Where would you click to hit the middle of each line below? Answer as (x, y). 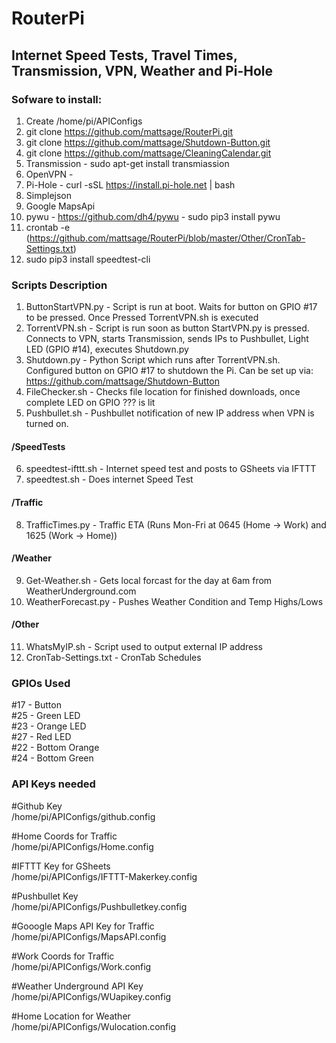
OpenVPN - (49, 174)
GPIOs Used (41, 683)
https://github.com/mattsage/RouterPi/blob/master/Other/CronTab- (167, 238)
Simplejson (49, 195)
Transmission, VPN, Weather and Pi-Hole (142, 70)
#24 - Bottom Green (52, 758)
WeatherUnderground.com (81, 591)
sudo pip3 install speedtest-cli (88, 259)
